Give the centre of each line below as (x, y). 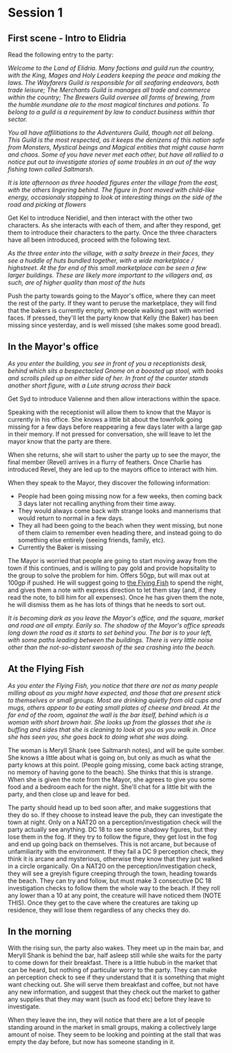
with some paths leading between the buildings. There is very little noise (110, 640)
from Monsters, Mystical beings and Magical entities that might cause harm (116, 147)
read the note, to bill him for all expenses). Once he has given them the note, (116, 597)
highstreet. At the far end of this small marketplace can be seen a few (107, 268)
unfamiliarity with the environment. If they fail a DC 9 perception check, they (116, 851)
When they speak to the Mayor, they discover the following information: (109, 482)
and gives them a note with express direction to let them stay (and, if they (112, 590)
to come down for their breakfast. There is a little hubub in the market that (113, 963)
